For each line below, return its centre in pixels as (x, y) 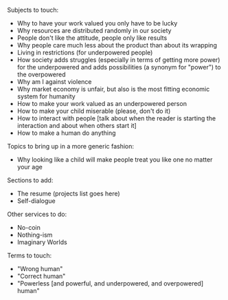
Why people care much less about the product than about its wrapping (117, 45)
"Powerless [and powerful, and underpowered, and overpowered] (110, 283)
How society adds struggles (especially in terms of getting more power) (118, 60)
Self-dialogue (36, 201)
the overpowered (41, 74)
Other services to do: (37, 214)
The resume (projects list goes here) (68, 193)
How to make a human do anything (66, 133)
